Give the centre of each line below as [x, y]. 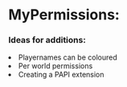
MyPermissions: [64, 15]
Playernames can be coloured [68, 57]
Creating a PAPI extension [61, 75]
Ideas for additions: [47, 40]
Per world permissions [56, 66]
